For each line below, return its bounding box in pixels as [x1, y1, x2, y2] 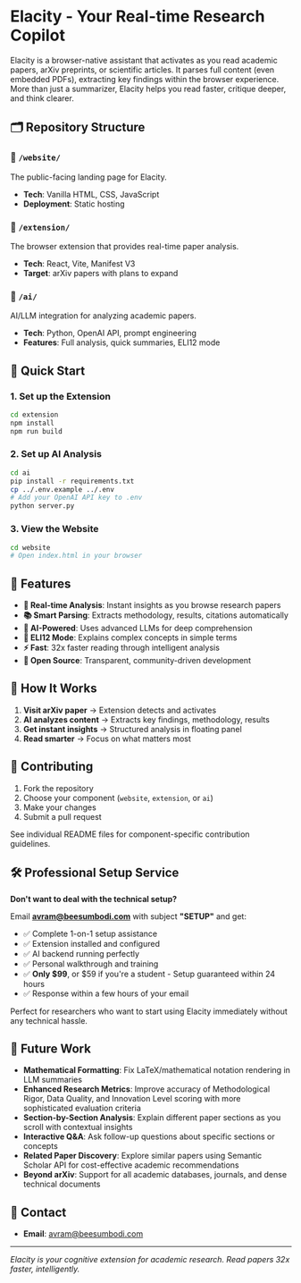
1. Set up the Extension [10, 390, 111, 402]
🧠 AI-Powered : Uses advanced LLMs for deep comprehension [22, 623, 253, 634]
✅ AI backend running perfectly [22, 948, 140, 958]
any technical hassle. [10, 1015, 88, 1026]
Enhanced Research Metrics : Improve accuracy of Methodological [22, 1084, 271, 1094]
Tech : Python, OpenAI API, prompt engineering [22, 328, 197, 339]
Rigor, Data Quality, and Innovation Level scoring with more [22, 1093, 241, 1104]
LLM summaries [22, 1075, 83, 1085]
